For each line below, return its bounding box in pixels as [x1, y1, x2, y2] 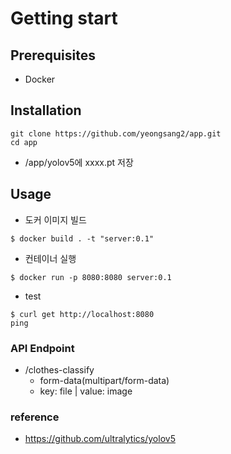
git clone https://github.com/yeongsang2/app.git [10, 128, 222, 139]
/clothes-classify [24, 363, 95, 376]
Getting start [10, 7, 118, 30]
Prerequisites [10, 47, 96, 64]
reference [10, 410, 60, 424]
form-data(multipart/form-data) [39, 374, 170, 386]
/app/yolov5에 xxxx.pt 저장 [24, 156, 134, 168]
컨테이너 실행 [24, 252, 77, 264]
